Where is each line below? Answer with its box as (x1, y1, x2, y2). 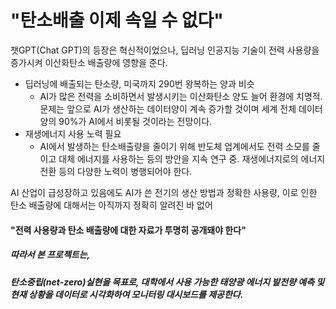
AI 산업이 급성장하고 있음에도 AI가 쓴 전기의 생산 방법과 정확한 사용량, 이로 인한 (10, 186, 318, 198)
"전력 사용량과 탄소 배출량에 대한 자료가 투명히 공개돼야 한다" (10, 224, 247, 236)
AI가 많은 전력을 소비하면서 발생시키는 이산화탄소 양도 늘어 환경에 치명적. (39, 90, 323, 102)
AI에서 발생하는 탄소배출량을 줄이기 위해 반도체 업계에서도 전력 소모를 (39, 140, 310, 152)
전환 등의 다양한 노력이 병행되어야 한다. (39, 165, 193, 177)
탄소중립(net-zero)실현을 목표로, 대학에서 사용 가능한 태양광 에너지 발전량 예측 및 (10, 276, 325, 288)
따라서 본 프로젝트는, (10, 249, 91, 261)
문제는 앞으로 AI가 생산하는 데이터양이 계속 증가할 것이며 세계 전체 (39, 102, 297, 115)
